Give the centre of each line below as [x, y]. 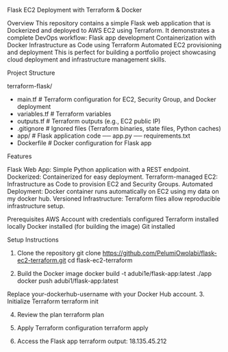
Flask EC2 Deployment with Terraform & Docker [75, 10]
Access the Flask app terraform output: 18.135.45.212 [92, 341]
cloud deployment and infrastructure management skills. [87, 60]
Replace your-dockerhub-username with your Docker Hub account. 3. [106, 294]
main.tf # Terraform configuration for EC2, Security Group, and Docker [117, 99]
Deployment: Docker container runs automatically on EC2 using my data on [113, 191]
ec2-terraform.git [41, 260]
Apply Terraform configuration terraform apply [83, 328]
